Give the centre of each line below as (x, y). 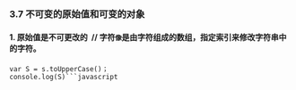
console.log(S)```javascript (64, 78)
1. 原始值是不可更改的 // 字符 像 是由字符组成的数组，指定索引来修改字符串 (144, 37)
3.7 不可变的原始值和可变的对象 (77, 13)
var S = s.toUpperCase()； (59, 70)
